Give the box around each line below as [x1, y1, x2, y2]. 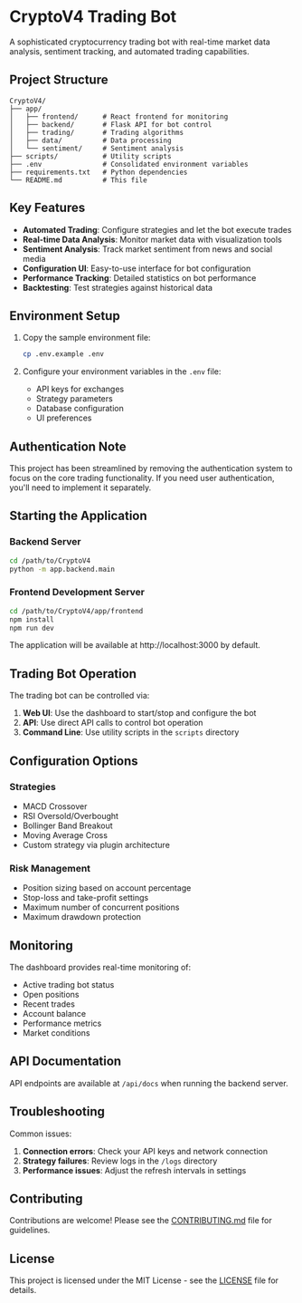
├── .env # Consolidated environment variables [9, 159, 249, 169]
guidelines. [9, 1225, 51, 1236]
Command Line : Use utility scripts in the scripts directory [22, 727, 240, 738]
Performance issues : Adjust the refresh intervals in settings [22, 1164, 247, 1175]
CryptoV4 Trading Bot [9, 6, 177, 27]
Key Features [9, 200, 86, 216]
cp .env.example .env [22, 350, 104, 359]
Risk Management [9, 862, 91, 874]
